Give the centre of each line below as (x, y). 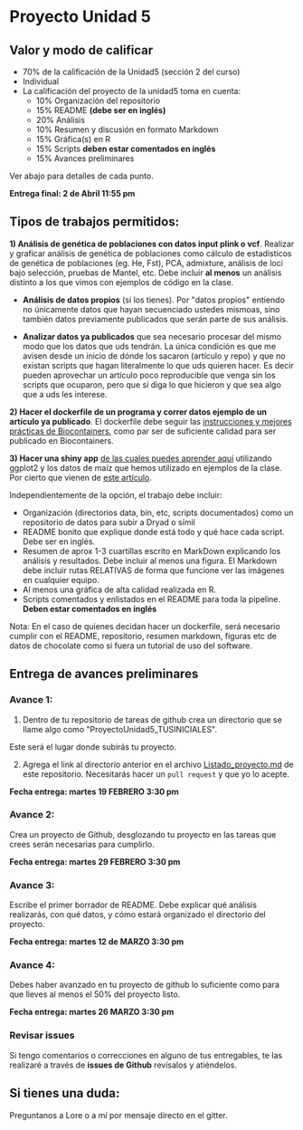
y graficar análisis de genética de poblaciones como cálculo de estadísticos (151, 253)
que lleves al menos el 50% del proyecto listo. (95, 994)
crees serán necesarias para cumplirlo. (82, 844)
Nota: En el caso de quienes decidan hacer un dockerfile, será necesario (145, 626)
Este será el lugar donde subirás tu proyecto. (93, 747)
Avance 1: (31, 700)
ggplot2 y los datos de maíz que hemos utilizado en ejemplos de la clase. (146, 467)
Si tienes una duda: (65, 1093)
